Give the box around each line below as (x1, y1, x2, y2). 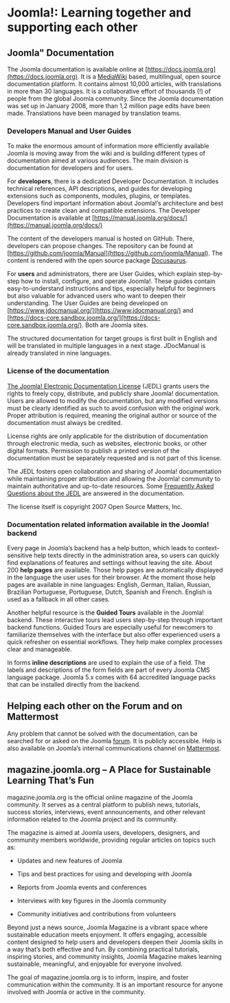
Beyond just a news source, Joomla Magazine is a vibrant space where (7, 923, 208, 931)
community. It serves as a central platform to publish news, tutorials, (7, 800, 200, 809)
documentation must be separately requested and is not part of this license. (7, 453, 222, 462)
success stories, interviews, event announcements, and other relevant (7, 807, 206, 816)
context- (195, 544, 220, 552)
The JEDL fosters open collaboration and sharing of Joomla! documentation (7, 467, 222, 475)
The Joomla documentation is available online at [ (7, 65, 148, 73)
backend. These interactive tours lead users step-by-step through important (7, 615, 223, 624)
